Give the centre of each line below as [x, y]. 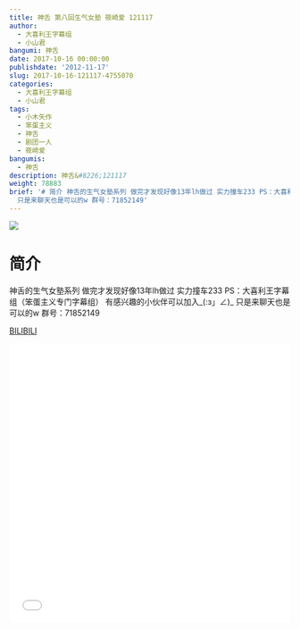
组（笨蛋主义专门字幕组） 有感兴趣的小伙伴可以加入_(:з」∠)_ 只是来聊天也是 [150, 301]
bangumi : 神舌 [34, 51]
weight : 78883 [36, 184]
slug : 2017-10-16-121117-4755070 [71, 76]
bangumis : [28, 159]
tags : [19, 109]
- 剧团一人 [35, 142]
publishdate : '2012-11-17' [59, 68]
